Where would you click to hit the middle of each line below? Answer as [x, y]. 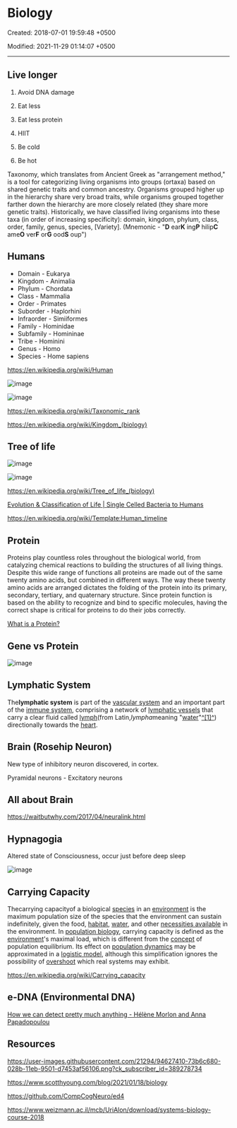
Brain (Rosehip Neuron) [60, 747]
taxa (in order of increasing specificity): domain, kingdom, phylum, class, [113, 219]
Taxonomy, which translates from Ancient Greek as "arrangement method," [116, 174]
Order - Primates [42, 303]
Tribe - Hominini [41, 341]
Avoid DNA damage [46, 92]
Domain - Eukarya [44, 273]
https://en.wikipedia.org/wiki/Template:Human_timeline [87, 518]
